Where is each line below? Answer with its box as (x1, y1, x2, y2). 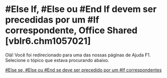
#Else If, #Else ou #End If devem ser (5, 3, 157, 15)
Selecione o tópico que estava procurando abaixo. (5, 57, 109, 63)
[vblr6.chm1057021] (5, 35, 91, 47)
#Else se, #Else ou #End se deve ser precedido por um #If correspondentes (5, 66, 162, 73)
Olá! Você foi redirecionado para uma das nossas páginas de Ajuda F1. (5, 51, 151, 58)
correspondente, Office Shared (5, 25, 138, 36)
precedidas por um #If (5, 14, 99, 25)
